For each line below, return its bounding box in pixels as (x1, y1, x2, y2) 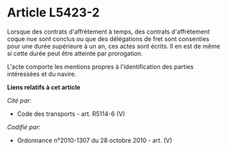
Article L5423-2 (7, 5, 101, 21)
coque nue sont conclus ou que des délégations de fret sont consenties (7, 34, 210, 42)
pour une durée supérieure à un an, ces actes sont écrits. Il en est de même (7, 42, 221, 50)
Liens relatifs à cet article (7, 83, 81, 91)
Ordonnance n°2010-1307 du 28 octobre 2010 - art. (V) (16, 136, 172, 145)
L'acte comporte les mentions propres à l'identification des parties (7, 62, 194, 71)
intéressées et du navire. (7, 70, 77, 78)
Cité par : (7, 96, 32, 104)
